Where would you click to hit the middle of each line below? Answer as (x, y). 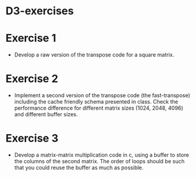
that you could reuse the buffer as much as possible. (79, 167)
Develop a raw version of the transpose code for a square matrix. (94, 55)
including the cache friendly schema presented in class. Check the (96, 102)
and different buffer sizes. (46, 114)
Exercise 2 (32, 79)
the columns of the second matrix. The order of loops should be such (99, 161)
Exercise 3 (32, 139)
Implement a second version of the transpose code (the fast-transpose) (102, 95)
